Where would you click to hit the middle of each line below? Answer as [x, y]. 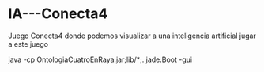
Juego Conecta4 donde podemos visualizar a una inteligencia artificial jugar [132, 36]
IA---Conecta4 [58, 14]
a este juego [28, 44]
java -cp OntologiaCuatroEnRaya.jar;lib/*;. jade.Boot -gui [100, 59]
